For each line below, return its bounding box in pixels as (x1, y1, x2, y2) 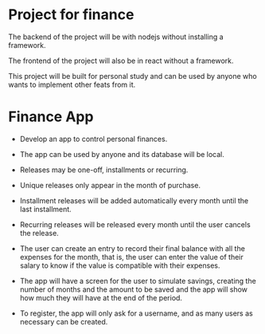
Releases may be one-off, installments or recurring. (19, 165, 189, 175)
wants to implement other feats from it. (8, 80, 136, 89)
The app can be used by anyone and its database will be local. (19, 149, 225, 159)
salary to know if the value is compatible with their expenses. (19, 261, 220, 270)
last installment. (19, 204, 72, 214)
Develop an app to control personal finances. (19, 134, 168, 143)
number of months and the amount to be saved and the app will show (19, 285, 248, 294)
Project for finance (8, 6, 134, 24)
